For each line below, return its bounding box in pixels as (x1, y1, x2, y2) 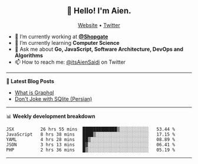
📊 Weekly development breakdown (6, 113, 95, 120)
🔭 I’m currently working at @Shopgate (14, 33, 108, 40)
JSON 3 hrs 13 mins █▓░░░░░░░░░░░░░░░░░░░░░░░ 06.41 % (6, 142, 176, 147)
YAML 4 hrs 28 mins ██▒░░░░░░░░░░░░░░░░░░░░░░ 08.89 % (6, 136, 176, 142)
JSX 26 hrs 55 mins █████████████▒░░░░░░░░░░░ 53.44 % (6, 126, 176, 132)
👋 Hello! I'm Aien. (67, 6, 131, 16)
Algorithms (14, 51, 43, 59)
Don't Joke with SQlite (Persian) (14, 95, 93, 102)
